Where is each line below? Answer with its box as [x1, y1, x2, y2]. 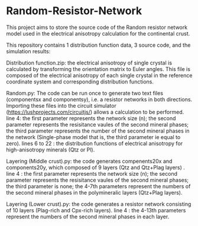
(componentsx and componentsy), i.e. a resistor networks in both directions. [6, 96, 193, 103]
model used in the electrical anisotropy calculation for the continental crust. [6, 30, 190, 37]
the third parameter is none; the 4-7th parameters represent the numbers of [6, 182, 191, 190]
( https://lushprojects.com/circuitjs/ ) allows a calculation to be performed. [6, 108, 184, 115]
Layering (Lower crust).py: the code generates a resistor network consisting [6, 200, 191, 208]
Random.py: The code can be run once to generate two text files [6, 89, 164, 96]
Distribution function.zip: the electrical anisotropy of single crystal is [6, 59, 173, 66]
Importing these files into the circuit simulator [6, 102, 116, 109]
